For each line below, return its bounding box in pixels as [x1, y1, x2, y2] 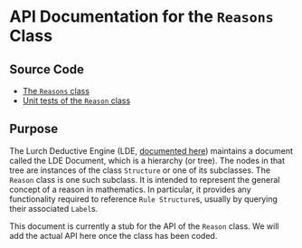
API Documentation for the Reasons [9, 6, 274, 27]
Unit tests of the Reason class [22, 95, 131, 106]
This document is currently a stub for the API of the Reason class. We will [9, 220, 279, 232]
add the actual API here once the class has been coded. [9, 230, 218, 241]
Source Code [9, 62, 84, 77]
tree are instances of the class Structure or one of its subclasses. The [9, 165, 271, 176]
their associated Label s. [9, 203, 99, 214]
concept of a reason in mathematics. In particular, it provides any [9, 184, 251, 195]
